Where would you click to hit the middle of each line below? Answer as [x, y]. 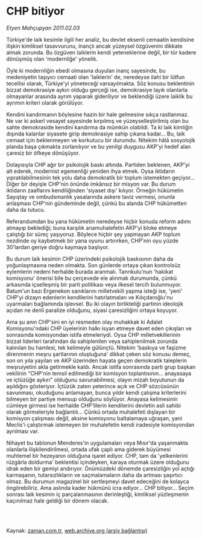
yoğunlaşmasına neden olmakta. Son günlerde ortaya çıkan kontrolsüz [93, 265]
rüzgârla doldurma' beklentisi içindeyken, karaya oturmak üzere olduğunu [98, 462]
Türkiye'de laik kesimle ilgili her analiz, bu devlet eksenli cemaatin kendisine [100, 39]
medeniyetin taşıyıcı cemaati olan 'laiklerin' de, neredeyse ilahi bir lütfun [96, 77]
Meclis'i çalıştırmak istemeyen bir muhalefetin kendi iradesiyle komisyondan [100, 425]
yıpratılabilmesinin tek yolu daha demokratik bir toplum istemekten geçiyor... [101, 177]
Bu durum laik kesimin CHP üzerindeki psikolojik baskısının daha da [90, 259]
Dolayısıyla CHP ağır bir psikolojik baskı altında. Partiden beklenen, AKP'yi [98, 164]
